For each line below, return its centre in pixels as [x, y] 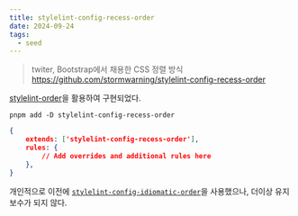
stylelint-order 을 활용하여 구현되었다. [75, 98]
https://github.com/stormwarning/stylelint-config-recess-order [148, 80]
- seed [30, 43]
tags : [19, 34]
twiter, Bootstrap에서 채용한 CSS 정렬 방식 [107, 69]
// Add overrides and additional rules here [126, 156]
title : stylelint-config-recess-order [82, 18]
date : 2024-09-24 [42, 26]
